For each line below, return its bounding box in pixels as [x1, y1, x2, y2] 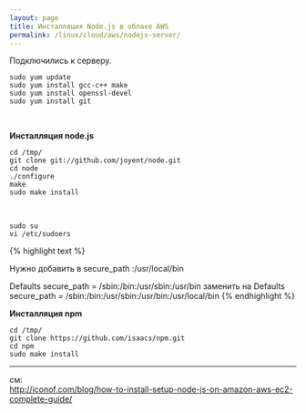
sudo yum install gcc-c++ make [9, 81, 128, 90]
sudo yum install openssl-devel [9, 88, 132, 98]
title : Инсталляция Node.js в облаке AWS [9, 22, 169, 31]
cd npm [9, 342, 35, 351]
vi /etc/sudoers [9, 230, 71, 239]
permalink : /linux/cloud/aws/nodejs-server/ [9, 30, 181, 39]
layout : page [9, 13, 59, 23]
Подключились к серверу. [9, 56, 112, 67]
